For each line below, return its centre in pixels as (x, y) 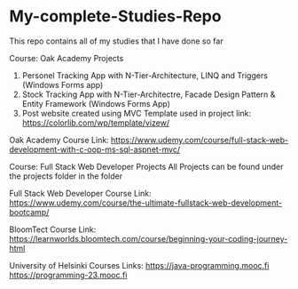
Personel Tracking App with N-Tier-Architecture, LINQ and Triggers (145, 75)
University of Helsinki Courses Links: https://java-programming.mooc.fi (139, 265)
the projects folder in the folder (66, 176)
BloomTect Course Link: (53, 229)
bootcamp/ (29, 212)
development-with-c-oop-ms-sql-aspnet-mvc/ (94, 149)
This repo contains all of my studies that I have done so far (116, 41)
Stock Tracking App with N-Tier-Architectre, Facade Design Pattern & (149, 94)
